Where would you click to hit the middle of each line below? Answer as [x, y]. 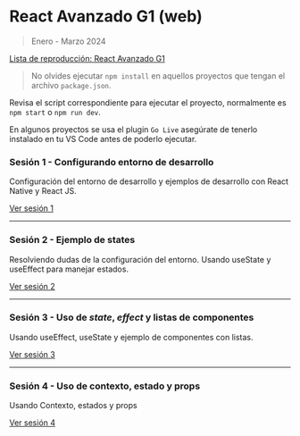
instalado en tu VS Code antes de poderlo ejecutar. [103, 138]
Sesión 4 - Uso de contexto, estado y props [105, 386]
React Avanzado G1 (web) [106, 17]
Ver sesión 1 [31, 208]
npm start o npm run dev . [55, 112]
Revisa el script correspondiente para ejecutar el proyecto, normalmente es [148, 102]
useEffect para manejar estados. [69, 269]
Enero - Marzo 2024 [68, 41]
